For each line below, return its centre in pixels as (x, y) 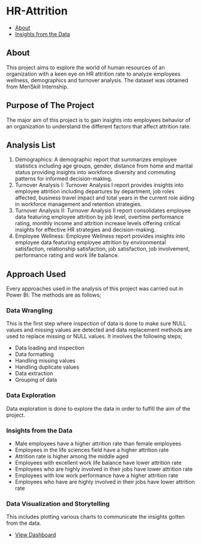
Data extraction (34, 373)
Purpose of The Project (50, 105)
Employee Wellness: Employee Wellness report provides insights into (100, 236)
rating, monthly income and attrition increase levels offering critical (98, 223)
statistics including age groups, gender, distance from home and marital (104, 166)
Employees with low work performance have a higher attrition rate (96, 476)
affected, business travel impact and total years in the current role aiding (105, 198)
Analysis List (31, 145)
